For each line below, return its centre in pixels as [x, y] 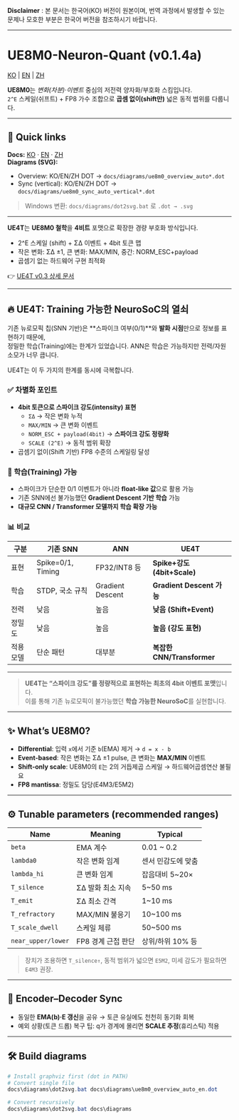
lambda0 [24, 861]
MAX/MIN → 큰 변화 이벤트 [63, 425]
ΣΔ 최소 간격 [96, 902]
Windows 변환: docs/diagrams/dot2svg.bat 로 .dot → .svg [109, 206]
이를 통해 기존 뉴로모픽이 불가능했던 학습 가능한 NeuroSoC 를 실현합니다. [125, 701]
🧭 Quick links [37, 137]
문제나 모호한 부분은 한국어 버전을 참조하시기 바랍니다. [83, 19]
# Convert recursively [41, 1103]
